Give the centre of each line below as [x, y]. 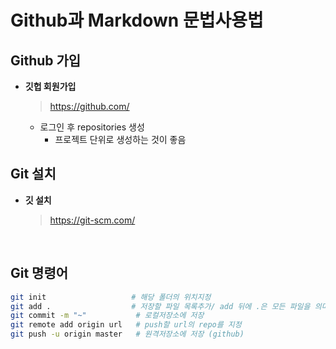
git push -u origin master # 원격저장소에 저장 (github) [127, 334]
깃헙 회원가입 [50, 86]
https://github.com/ [89, 106]
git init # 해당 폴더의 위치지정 [111, 297]
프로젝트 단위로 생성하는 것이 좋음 [120, 139]
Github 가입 [46, 60]
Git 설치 [33, 174]
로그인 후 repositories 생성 [92, 127]
